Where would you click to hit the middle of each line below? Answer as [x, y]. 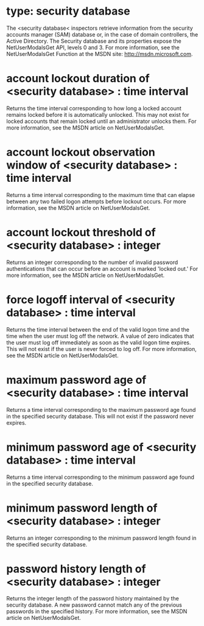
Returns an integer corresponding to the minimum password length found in [101, 538]
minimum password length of [82, 508]
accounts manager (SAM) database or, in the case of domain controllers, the [102, 34]
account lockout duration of [78, 79]
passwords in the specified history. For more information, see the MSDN [97, 611]
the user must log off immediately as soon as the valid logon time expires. [99, 343]
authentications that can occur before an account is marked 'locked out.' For [102, 268]
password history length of [76, 569]
